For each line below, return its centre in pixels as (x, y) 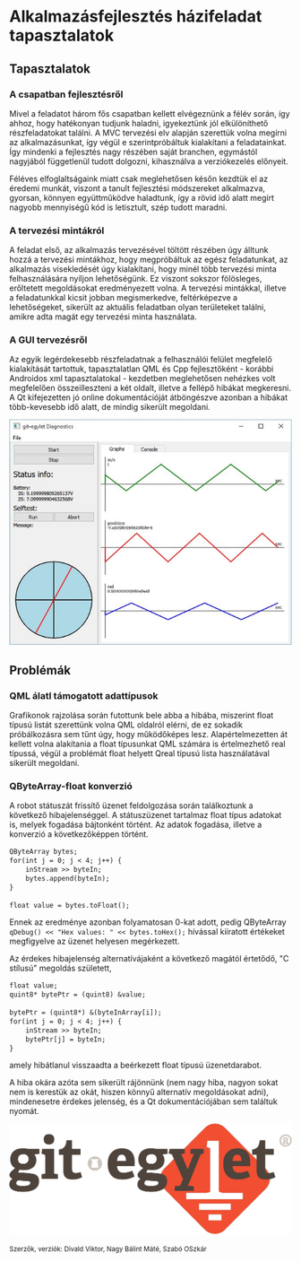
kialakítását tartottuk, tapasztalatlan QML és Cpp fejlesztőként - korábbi (142, 369)
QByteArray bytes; (43, 852)
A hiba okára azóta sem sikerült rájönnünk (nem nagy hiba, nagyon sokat (144, 1083)
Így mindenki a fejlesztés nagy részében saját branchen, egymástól (133, 152)
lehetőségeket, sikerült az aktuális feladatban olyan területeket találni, (138, 308)
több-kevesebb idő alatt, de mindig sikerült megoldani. (110, 407)
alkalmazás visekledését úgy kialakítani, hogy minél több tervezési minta (143, 269)
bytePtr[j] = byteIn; (65, 1040)
